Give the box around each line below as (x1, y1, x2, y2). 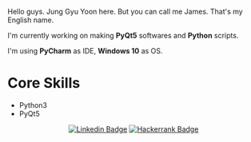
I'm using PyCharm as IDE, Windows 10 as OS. (7, 46, 163, 55)
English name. (7, 15, 54, 25)
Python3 (18, 100, 47, 110)
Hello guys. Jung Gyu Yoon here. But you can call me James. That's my (7, 7, 243, 16)
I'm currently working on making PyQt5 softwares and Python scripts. (7, 31, 239, 40)
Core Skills (7, 74, 81, 93)
